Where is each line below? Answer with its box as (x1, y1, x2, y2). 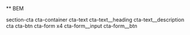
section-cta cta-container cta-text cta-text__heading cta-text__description (6, 16, 185, 23)
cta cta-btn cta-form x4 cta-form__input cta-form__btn (6, 23, 138, 29)
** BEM (6, 5, 24, 12)
